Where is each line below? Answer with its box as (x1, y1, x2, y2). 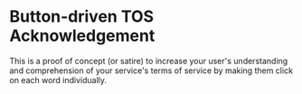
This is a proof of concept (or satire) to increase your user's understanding (9, 55, 288, 66)
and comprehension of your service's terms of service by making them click (9, 65, 294, 76)
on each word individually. (9, 74, 107, 85)
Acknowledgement (9, 25, 156, 46)
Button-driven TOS (9, 6, 155, 27)
